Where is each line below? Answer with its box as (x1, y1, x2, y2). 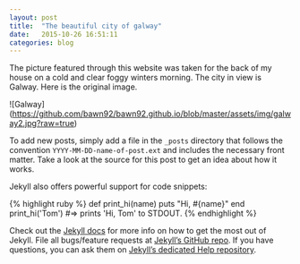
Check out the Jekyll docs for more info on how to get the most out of (9, 226, 267, 236)
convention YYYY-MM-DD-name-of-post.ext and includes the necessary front (9, 145, 285, 156)
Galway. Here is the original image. (9, 81, 138, 92)
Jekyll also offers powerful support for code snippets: (9, 181, 208, 192)
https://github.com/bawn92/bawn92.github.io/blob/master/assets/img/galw (12, 108, 291, 119)
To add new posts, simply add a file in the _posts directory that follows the (9, 135, 284, 146)
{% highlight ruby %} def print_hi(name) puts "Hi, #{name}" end (9, 199, 245, 209)
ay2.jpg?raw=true (9, 118, 74, 129)
